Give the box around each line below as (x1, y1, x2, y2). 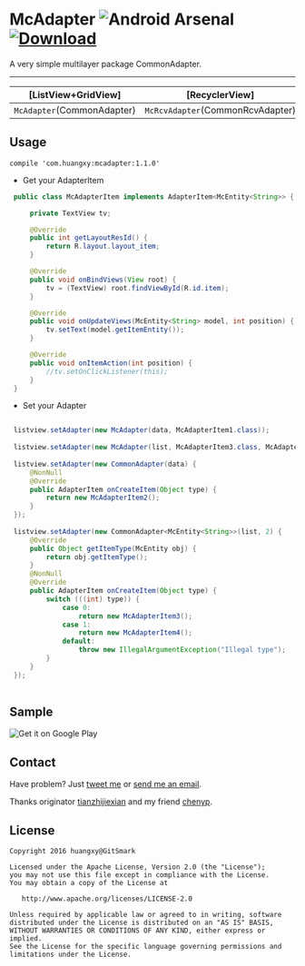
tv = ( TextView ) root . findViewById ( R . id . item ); (45, 283, 230, 292)
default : (62, 636, 95, 646)
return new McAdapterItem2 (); (45, 493, 161, 503)
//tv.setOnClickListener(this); (45, 367, 169, 376)
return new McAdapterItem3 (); (78, 611, 193, 621)
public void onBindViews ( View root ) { (29, 275, 177, 284)
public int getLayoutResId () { (29, 233, 148, 242)
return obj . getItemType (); (45, 552, 148, 562)
